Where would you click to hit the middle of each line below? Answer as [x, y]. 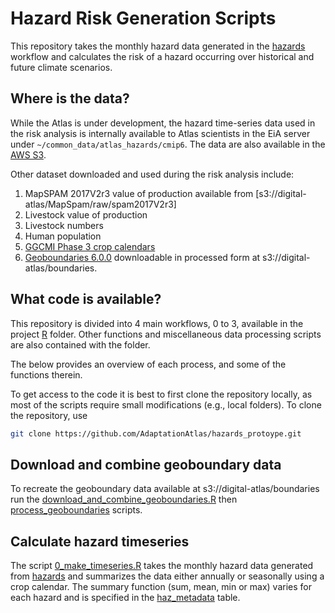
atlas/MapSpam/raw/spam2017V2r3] [100, 204]
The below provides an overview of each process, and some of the [148, 364]
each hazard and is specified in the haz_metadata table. [125, 598]
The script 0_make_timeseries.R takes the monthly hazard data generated [162, 566]
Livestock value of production [86, 214]
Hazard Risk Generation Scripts [143, 18]
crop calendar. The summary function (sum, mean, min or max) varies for [161, 587]
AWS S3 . [28, 154]
